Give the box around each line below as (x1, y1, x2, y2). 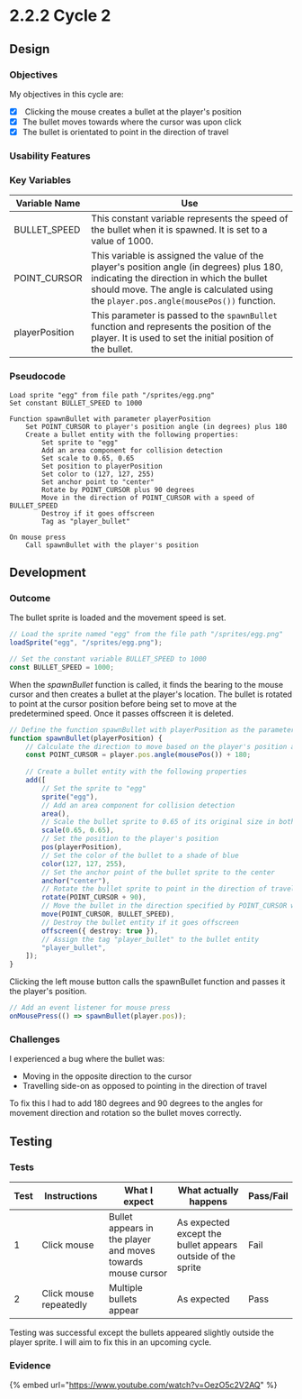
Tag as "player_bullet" (41, 517, 130, 526)
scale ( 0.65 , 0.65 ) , (41, 826, 115, 835)
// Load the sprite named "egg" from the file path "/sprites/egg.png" (9, 630, 283, 639)
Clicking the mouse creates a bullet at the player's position (24, 105, 243, 117)
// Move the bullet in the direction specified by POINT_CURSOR (41, 901, 288, 910)
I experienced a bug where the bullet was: (9, 1054, 165, 1065)
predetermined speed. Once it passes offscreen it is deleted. (9, 708, 234, 718)
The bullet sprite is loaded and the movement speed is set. (9, 612, 226, 623)
